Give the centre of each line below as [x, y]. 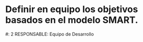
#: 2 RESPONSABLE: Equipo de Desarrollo [49, 34]
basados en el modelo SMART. [72, 20]
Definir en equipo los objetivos [72, 9]
